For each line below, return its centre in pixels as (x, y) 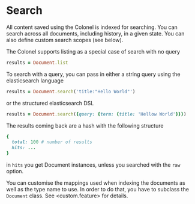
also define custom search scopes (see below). (65, 40)
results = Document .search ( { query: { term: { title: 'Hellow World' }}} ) (96, 114)
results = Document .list (37, 63)
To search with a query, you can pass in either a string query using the (93, 74)
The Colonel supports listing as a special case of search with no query (93, 51)
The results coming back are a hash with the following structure (85, 125)
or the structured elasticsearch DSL (50, 103)
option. (15, 172)
